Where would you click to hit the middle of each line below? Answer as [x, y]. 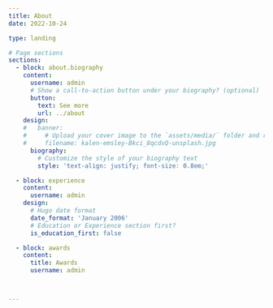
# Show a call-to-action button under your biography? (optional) [145, 90]
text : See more [63, 105]
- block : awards [43, 248]
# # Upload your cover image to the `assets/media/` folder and [141, 136]
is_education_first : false [76, 233]
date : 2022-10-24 [38, 24]
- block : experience [50, 180]
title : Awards [54, 263]
